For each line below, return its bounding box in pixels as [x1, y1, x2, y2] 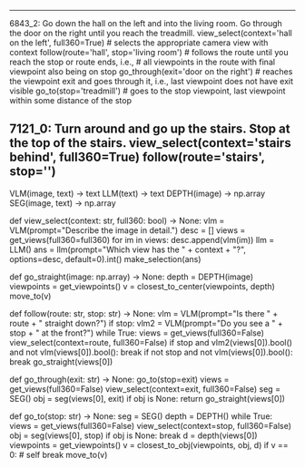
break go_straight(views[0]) [9, 356, 113, 367]
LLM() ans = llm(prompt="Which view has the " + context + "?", [9, 244, 247, 255]
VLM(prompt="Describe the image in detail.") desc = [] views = [9, 224, 246, 236]
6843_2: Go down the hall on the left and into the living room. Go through [9, 18, 283, 28]
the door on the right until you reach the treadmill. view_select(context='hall [9, 28, 292, 38]
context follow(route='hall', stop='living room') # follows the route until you [9, 47, 289, 57]
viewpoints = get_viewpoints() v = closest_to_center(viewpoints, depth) [9, 280, 275, 291]
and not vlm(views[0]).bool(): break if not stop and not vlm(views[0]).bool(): [9, 346, 293, 357]
